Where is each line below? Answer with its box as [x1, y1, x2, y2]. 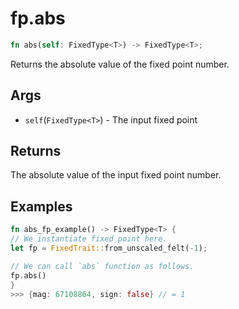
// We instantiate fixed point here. [10, 234, 168, 244]
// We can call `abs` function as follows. [10, 261, 195, 271]
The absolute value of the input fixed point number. [10, 169, 222, 181]
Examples [10, 198, 73, 215]
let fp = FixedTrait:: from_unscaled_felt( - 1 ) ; [10, 243, 208, 253]
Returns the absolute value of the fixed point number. [10, 58, 230, 70]
